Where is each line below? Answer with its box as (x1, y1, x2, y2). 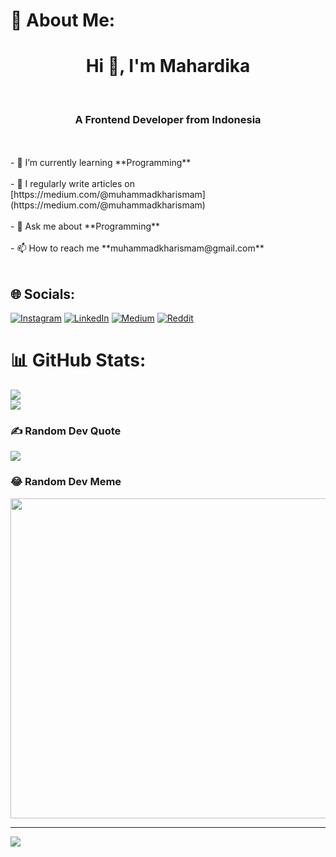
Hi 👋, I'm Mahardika (85, 55, 251, 78)
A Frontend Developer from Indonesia (74, 113, 262, 127)
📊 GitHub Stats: (10, 349, 147, 372)
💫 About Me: (10, 9, 116, 32)
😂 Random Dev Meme (10, 475, 122, 489)
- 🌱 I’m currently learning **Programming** (10, 157, 192, 169)
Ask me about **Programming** (24, 220, 161, 233)
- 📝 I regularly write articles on (10, 178, 135, 190)
